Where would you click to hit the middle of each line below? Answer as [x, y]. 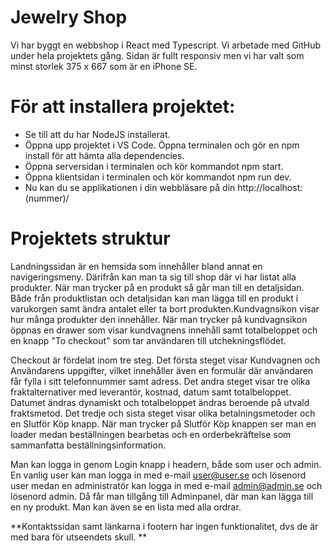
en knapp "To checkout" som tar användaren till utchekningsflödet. [148, 340]
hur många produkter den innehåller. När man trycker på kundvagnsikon [159, 319]
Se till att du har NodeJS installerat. [97, 134]
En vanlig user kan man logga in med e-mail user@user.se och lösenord [158, 475]
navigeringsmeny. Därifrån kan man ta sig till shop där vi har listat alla [153, 277]
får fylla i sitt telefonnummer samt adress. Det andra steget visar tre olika [160, 381]
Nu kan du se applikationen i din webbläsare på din [130, 187]
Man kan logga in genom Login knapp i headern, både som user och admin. [166, 464]
